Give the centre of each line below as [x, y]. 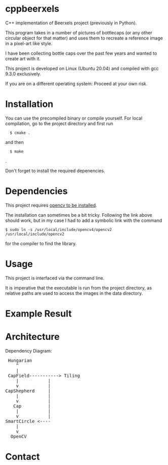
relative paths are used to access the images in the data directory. [74, 293]
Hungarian [20, 360]
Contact [23, 457]
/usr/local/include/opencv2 [35, 234]
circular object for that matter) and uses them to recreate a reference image [84, 38]
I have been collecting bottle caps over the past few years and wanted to [81, 53]
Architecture [32, 337]
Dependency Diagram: [29, 351]
